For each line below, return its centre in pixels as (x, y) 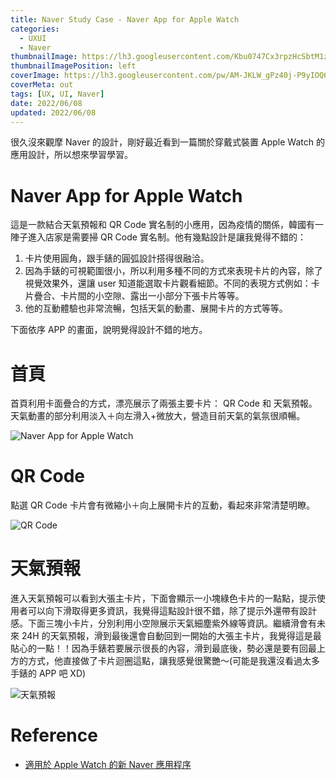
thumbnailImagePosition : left (73, 66)
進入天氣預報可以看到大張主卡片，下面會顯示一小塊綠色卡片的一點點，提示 (163, 598)
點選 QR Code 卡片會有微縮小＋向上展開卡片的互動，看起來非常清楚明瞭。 (162, 505)
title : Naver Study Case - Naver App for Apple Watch (125, 19)
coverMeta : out (42, 85)
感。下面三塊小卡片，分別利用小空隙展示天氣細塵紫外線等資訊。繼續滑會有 (163, 623)
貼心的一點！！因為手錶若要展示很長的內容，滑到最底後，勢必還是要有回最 (163, 648)
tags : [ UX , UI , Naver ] (57, 94)
